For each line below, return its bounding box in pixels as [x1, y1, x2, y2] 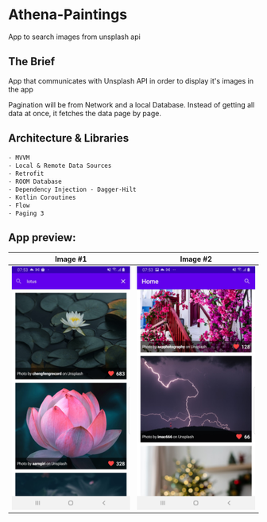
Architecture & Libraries [8, 131, 130, 145]
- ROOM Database [8, 177, 62, 185]
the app [8, 84, 33, 94]
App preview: [8, 231, 76, 244]
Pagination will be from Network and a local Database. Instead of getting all [8, 99, 255, 109]
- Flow [8, 201, 30, 209]
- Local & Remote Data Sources [8, 162, 112, 169]
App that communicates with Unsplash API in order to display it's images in [8, 76, 254, 85]
